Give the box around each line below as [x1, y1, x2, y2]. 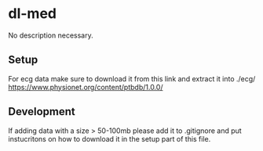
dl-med [8, 5, 57, 23]
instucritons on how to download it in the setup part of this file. [8, 134, 211, 143]
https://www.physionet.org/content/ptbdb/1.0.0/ [8, 82, 163, 92]
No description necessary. [8, 31, 93, 40]
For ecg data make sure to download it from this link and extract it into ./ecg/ [8, 74, 256, 83]
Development [8, 105, 76, 118]
